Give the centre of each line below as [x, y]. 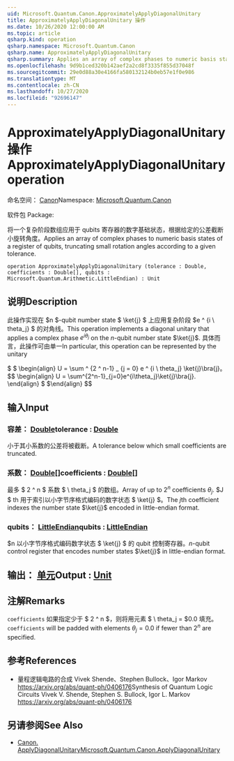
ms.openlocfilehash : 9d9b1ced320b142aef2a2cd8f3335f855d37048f [101, 66]
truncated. [22, 454]
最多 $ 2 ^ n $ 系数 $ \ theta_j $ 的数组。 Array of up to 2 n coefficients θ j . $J [116, 490]
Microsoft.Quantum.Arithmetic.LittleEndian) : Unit [84, 279]
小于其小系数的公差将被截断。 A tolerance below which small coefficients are [117, 446]
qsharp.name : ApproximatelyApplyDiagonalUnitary [79, 53]
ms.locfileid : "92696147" [45, 98]
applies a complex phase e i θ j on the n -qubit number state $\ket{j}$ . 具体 [111, 337]
